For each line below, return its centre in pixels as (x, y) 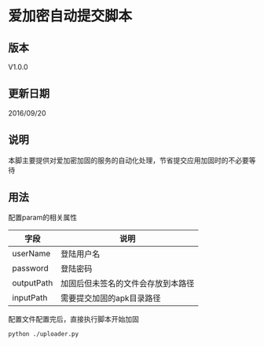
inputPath (30, 298)
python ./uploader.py (44, 334)
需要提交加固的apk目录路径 (110, 298)
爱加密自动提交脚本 (70, 16)
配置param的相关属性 (42, 218)
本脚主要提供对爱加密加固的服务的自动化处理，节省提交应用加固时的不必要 (128, 160)
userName (31, 254)
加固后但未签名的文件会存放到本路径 (127, 284)
